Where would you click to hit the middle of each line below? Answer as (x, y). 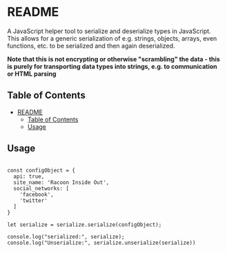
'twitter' (34, 201)
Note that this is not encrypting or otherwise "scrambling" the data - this (114, 59)
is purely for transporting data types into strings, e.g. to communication (112, 66)
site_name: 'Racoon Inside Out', (61, 182)
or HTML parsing (32, 74)
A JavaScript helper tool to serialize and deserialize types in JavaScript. (109, 31)
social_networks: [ (41, 188)
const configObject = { (41, 170)
